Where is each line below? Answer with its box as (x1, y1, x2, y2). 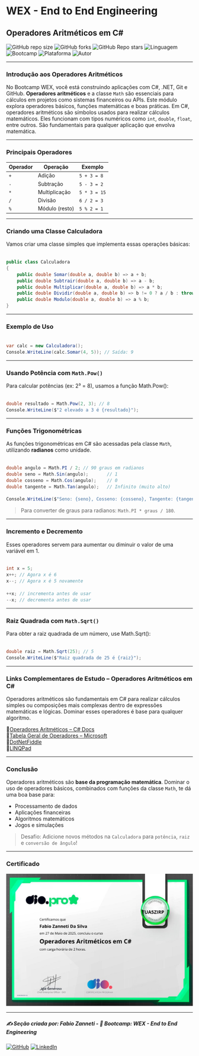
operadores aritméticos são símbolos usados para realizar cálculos (6, 109, 170, 116)
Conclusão (6, 765, 38, 773)
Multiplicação (37, 188, 71, 195)
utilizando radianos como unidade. (6, 446, 92, 454)
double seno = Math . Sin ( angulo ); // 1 (6, 471, 118, 477)
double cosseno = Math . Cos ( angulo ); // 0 (6, 477, 118, 483)
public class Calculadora (6, 259, 70, 265)
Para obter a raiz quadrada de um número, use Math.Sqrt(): (6, 630, 151, 637)
